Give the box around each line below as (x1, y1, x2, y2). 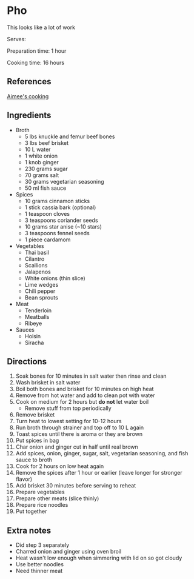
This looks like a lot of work (7, 24, 75, 31)
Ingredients (7, 110, 52, 121)
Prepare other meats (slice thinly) (15, 495, 99, 502)
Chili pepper (24, 287, 56, 295)
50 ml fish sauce (24, 184, 67, 192)
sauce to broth (15, 456, 53, 464)
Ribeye (24, 320, 42, 327)
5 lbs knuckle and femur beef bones (24, 133, 115, 140)
